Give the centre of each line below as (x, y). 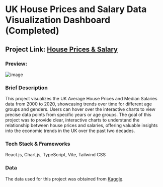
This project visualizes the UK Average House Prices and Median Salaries (81, 99)
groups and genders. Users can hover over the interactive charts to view (80, 109)
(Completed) (32, 31)
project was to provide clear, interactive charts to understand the (72, 120)
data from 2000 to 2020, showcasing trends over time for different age (79, 104)
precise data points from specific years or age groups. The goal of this (78, 115)
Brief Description (26, 88)
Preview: (16, 64)
